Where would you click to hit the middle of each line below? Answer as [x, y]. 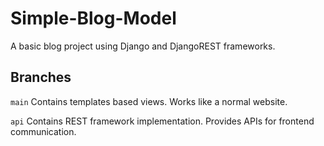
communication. [43, 131]
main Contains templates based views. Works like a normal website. [149, 101]
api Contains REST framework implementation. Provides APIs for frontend [162, 121]
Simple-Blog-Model [93, 18]
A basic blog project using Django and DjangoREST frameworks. [143, 46]
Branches [41, 77]
